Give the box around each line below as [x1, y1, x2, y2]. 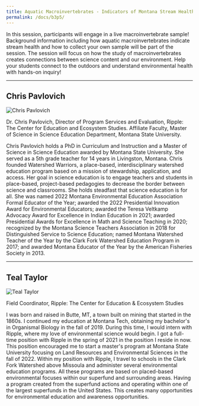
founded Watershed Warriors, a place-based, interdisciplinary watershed [6, 161, 184, 169]
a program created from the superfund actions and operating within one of [6, 380, 188, 388]
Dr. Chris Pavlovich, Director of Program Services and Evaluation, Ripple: [6, 118, 184, 125]
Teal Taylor [6, 272, 49, 283]
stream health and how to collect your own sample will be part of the [6, 43, 174, 50]
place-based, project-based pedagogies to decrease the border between [6, 180, 185, 188]
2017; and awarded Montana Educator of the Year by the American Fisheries [6, 243, 192, 250]
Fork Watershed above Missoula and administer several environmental [6, 361, 178, 369]
